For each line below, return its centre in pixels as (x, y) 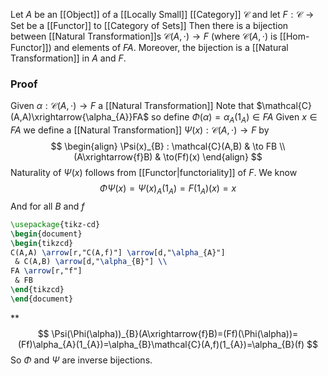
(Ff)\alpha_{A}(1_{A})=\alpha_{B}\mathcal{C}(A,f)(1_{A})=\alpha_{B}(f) (161, 344)
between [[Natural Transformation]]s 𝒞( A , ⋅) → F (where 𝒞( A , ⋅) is (144, 36)
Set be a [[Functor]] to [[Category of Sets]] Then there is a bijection (149, 25)
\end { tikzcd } (37, 290)
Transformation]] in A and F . (68, 58)
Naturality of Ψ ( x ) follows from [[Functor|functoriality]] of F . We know (154, 173)
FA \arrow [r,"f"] (46, 271)
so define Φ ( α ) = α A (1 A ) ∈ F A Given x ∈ (234, 118)
